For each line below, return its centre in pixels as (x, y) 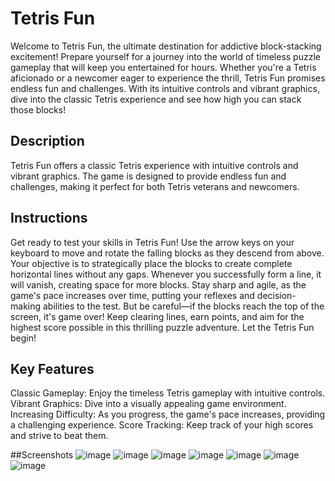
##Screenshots (42, 455)
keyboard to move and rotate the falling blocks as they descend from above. (167, 253)
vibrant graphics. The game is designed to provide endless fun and (148, 176)
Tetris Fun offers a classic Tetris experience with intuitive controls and (154, 165)
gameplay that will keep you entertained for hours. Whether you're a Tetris (163, 67)
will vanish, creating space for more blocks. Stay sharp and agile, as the (158, 284)
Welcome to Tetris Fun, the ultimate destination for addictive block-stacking (166, 46)
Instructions (49, 218)
